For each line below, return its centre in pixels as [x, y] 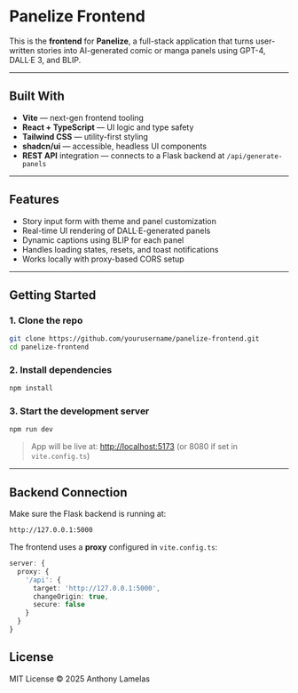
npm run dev [31, 430]
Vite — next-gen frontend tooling [83, 117]
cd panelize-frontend [49, 347]
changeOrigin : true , [71, 596]
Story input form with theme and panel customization [119, 221]
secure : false [59, 605]
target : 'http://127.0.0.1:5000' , [97, 588]
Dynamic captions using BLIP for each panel [103, 240]
